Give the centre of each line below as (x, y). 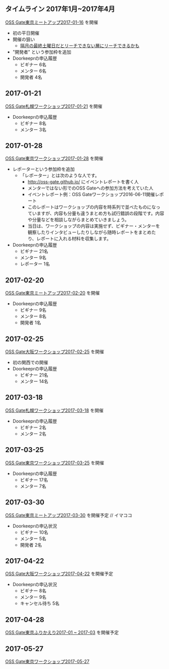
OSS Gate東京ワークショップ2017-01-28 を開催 (54, 159)
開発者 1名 (31, 323)
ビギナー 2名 (33, 427)
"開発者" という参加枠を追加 (42, 52)
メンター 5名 (33, 538)
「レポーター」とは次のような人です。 (60, 175)
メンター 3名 (33, 129)
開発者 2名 (31, 545)
